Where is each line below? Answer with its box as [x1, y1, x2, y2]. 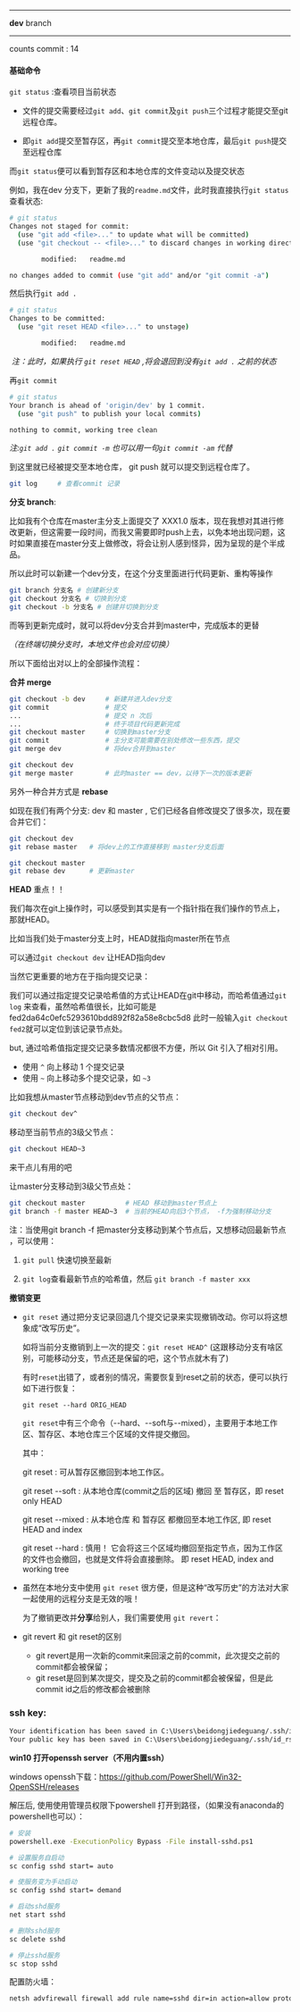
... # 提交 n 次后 [9, 711, 153, 720]
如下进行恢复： [21, 1382, 78, 1393]
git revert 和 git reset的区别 [21, 1631, 122, 1641]
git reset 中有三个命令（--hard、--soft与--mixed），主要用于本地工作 [21, 1417, 279, 1428]
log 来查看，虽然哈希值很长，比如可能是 [9, 1001, 157, 1012]
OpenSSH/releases [9, 1781, 79, 1791]
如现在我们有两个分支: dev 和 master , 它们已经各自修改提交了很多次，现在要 [9, 805, 291, 815]
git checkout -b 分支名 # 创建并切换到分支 [9, 603, 159, 612]
